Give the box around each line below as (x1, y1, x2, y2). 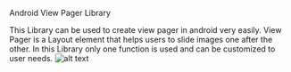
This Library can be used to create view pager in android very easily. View (9, 25, 282, 35)
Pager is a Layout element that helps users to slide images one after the (9, 35, 273, 44)
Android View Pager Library (9, 8, 112, 18)
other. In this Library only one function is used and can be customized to (9, 44, 276, 54)
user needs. (9, 53, 54, 63)
